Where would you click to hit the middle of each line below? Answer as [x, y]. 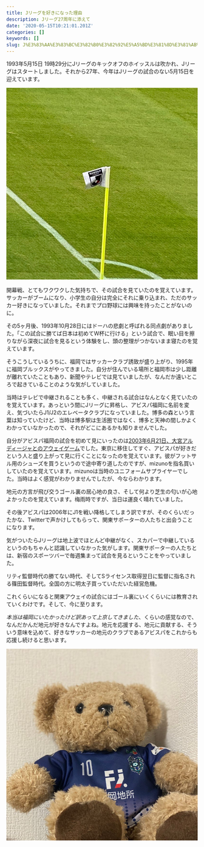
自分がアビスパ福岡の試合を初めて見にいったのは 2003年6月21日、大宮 [94, 441]
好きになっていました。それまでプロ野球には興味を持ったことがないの [104, 305]
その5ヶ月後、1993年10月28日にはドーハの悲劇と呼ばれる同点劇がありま [97, 326]
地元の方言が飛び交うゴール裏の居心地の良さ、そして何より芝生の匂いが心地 [102, 492]
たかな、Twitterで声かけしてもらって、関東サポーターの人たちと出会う [94, 520]
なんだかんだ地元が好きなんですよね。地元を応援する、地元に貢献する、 [97, 625]
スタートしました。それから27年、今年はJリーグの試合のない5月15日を [105, 71]
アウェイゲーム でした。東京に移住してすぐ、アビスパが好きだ [119, 448]
